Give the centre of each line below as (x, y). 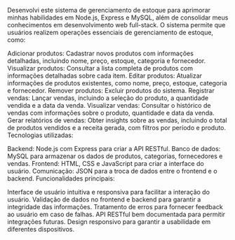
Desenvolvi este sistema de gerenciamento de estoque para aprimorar (109, 10)
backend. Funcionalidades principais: (61, 178)
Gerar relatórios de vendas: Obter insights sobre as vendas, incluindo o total (117, 120)
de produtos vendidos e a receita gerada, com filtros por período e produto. (117, 128)
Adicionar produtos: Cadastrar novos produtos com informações (101, 53)
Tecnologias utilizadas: (40, 135)
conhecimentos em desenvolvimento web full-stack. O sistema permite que (116, 25)
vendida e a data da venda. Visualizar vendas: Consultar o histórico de (109, 105)
